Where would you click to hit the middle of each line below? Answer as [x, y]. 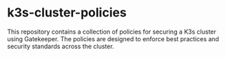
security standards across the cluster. [61, 46]
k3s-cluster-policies [67, 13]
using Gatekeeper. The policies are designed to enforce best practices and [113, 38]
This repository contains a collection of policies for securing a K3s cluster [112, 32]
